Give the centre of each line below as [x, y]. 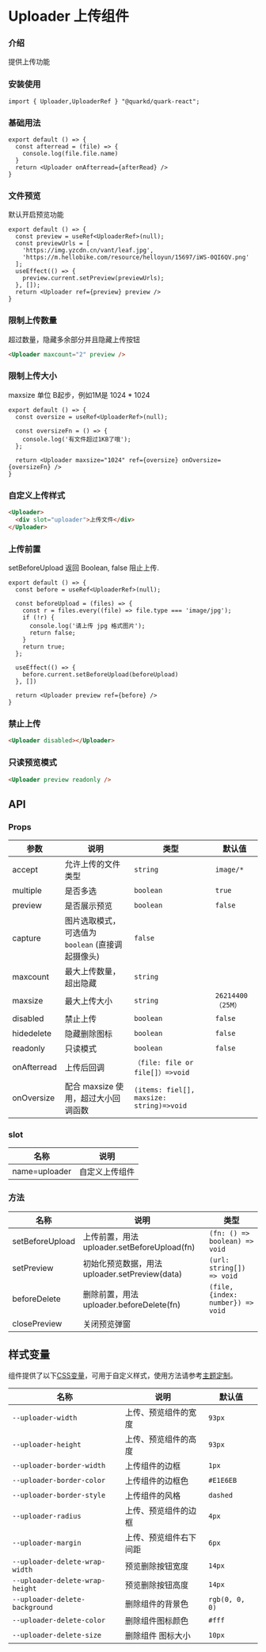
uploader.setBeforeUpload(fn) [139, 1247]
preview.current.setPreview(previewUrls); [93, 279]
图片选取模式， [93, 921]
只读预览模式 [33, 763]
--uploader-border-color [59, 1480]
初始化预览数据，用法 [123, 1263]
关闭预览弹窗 [107, 1324]
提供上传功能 [29, 62]
